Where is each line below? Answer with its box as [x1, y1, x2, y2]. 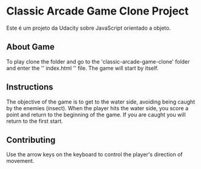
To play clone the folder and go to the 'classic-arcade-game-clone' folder [6, 58, 190, 65]
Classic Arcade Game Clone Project [6, 4, 189, 18]
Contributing [6, 134, 56, 145]
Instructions [6, 82, 53, 92]
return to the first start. [6, 117, 64, 125]
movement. [6, 157, 35, 165]
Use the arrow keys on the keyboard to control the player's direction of [6, 151, 183, 158]
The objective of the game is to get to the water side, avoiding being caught [6, 98, 196, 105]
